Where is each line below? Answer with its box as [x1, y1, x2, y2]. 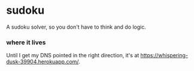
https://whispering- [140, 52, 189, 59]
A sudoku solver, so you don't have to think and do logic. [6, 23, 147, 30]
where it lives [6, 38, 46, 47]
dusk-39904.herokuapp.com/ [6, 58, 79, 66]
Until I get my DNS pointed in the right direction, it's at [6, 52, 140, 59]
